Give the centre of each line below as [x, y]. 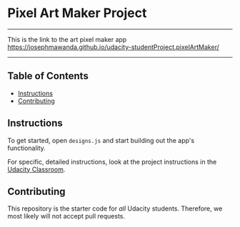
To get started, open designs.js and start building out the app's [101, 140]
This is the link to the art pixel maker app [67, 39]
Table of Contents [48, 76]
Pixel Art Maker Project [77, 13]
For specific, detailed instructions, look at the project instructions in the [112, 162]
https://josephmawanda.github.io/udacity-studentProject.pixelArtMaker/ [113, 47]
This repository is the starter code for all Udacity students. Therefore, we [115, 208]
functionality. [27, 148]
